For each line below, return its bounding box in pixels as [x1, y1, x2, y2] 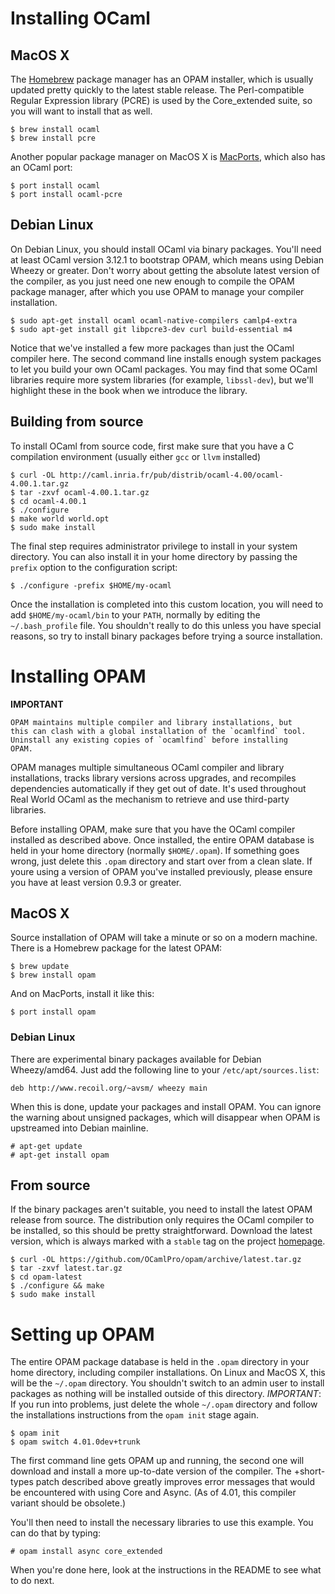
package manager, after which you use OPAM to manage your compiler [10, 285, 305, 297]
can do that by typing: [10, 1527, 102, 1539]
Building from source [10, 413, 144, 431]
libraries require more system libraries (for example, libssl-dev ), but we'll [10, 373, 314, 386]
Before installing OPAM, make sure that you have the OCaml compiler [10, 823, 296, 835]
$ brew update [10, 962, 70, 972]
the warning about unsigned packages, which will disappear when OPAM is [10, 1111, 321, 1123]
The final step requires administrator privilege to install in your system [10, 540, 298, 552]
